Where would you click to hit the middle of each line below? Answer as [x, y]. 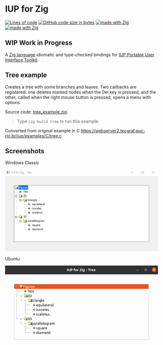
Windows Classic [22, 163]
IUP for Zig [27, 9]
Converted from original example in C [42, 130]
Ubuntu [13, 258]
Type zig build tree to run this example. [58, 121]
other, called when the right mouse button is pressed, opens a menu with [78, 97]
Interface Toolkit [21, 60]
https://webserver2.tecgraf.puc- [113, 130]
